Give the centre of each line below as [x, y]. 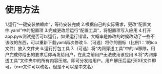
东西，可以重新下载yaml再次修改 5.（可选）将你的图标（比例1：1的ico [88, 42]
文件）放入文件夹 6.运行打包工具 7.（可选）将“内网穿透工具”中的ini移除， [78, 48]
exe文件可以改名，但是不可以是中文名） [56, 66]
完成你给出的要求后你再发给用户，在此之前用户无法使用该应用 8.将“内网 [81, 54]
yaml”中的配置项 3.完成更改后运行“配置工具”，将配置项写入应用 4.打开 [81, 30]
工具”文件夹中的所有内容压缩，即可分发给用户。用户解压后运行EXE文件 [81, 60]
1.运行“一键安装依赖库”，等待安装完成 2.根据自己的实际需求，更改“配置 [76, 24]
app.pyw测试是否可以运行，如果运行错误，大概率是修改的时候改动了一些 [78, 36]
